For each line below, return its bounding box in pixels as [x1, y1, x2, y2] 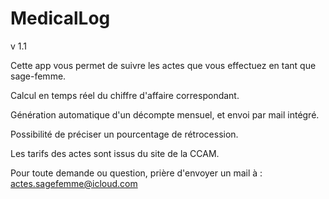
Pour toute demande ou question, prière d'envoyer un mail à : [10, 167, 263, 179]
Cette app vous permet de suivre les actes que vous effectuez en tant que [10, 59, 317, 71]
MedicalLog [10, 7, 111, 30]
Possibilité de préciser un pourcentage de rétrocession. [10, 128, 239, 140]
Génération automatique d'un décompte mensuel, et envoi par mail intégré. [10, 108, 320, 121]
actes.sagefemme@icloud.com [10, 177, 138, 189]
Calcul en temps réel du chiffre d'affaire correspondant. [10, 89, 240, 101]
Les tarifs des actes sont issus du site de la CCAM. [10, 147, 220, 159]
